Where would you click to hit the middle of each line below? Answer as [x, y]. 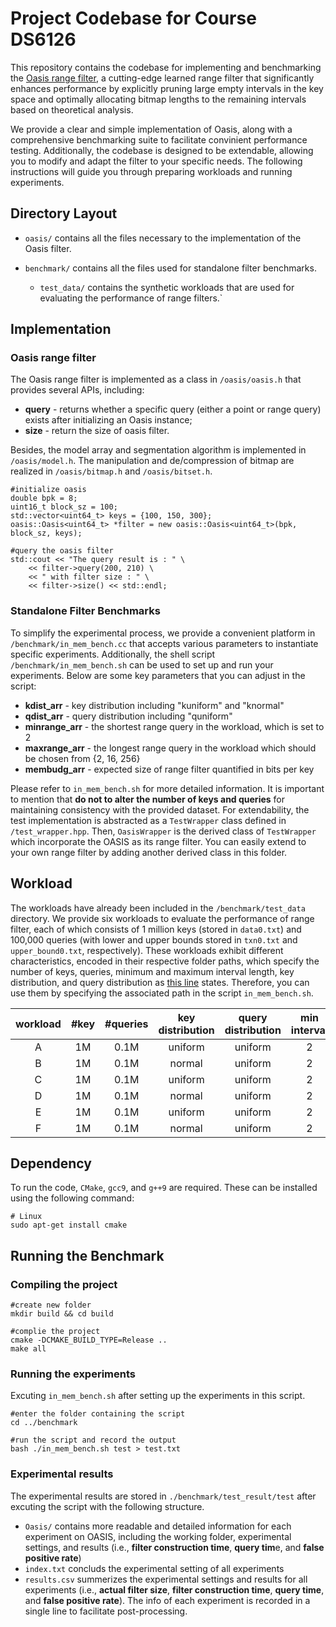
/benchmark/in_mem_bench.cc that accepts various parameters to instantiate [164, 643]
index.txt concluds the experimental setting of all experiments [154, 1568]
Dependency [51, 1163]
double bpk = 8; [44, 498]
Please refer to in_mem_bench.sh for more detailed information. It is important [167, 788]
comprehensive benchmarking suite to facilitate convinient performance [159, 139]
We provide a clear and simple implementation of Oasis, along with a [151, 129]
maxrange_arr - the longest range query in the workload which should [170, 748]
